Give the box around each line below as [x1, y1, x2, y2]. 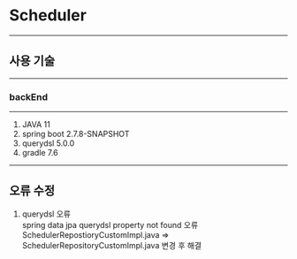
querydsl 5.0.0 [21, 138, 75, 149]
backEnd [9, 90, 49, 103]
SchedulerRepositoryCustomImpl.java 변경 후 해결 [21, 240, 202, 250]
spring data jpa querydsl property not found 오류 [21, 219, 199, 230]
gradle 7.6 [21, 148, 59, 158]
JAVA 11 [21, 119, 50, 130]
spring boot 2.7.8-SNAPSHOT [21, 129, 130, 140]
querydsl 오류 [21, 209, 71, 219]
